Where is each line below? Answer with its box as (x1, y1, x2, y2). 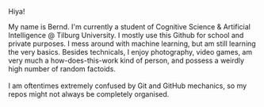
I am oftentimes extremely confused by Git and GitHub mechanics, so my (8, 81, 247, 90)
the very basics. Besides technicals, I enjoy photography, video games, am (8, 48, 252, 56)
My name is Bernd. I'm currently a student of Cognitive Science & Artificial (8, 22, 251, 31)
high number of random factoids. (8, 64, 117, 74)
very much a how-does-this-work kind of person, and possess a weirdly (8, 55, 244, 65)
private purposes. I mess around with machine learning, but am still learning (8, 39, 256, 48)
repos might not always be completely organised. (8, 90, 170, 98)
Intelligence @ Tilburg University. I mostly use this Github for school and (8, 31, 244, 40)
